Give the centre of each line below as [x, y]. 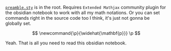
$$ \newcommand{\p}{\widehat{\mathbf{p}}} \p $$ [86, 33]
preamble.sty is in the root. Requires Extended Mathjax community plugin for [86, 7]
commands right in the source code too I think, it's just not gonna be [78, 18]
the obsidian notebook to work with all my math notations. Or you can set [83, 13]
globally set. [18, 23]
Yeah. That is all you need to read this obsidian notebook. [66, 43]
